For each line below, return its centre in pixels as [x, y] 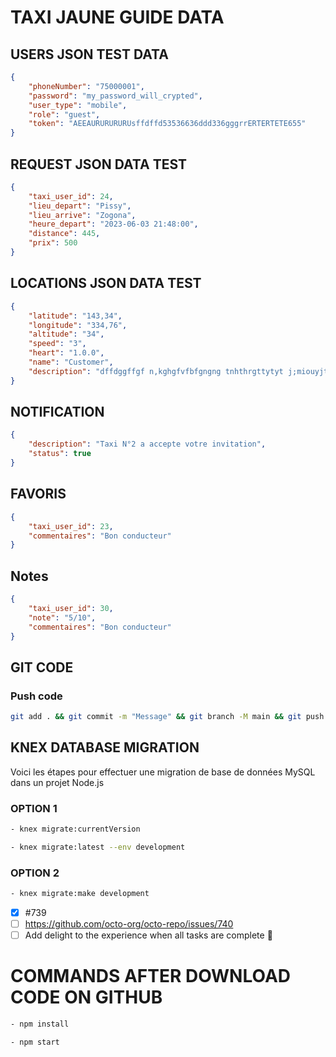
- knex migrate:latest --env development [98, 847]
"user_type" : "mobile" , [78, 105]
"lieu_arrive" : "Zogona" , [82, 215]
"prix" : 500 [53, 243]
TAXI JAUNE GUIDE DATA [117, 17]
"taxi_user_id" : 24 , [71, 196]
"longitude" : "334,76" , [78, 325]
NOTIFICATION [57, 412]
